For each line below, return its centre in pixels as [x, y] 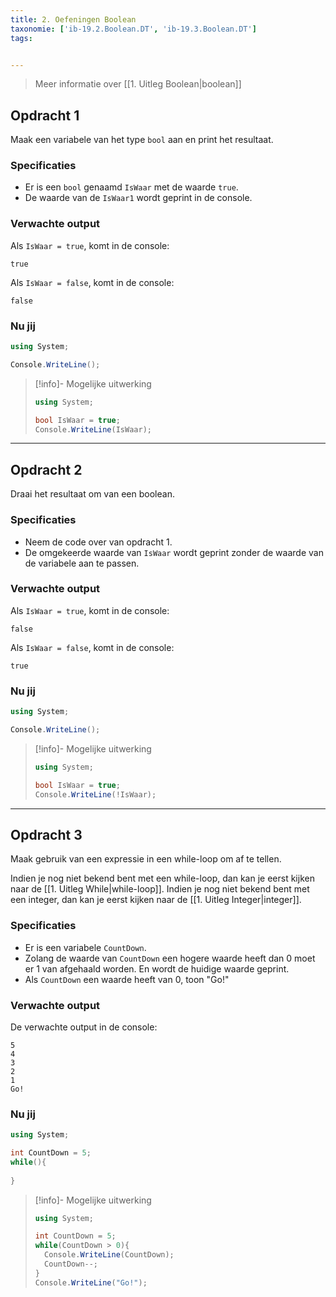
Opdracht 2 [46, 469]
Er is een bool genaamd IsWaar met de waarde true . [131, 187]
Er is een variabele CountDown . [85, 947]
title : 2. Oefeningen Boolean [73, 19]
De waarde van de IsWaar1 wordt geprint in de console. [138, 198]
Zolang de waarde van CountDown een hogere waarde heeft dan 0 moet [170, 958]
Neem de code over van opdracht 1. [98, 542]
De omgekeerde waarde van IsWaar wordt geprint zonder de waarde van [174, 552]
